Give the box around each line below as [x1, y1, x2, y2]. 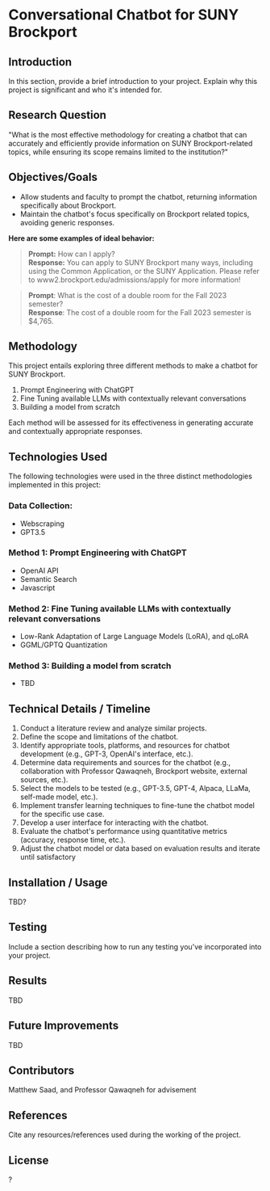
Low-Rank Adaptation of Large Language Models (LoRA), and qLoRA [19, 632, 249, 642]
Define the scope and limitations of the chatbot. [19, 732, 179, 742]
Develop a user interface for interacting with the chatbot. [19, 818, 209, 827]
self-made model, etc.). [19, 792, 98, 802]
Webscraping [19, 519, 64, 528]
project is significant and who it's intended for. [8, 85, 163, 95]
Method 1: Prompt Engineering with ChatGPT [8, 547, 187, 558]
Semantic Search [19, 574, 77, 583]
